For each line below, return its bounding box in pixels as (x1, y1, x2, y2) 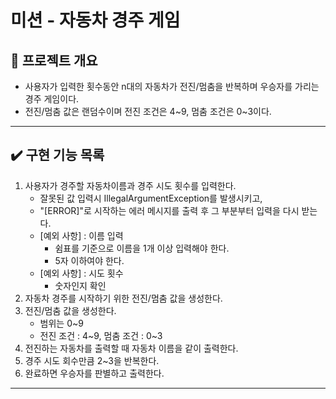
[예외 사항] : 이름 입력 (39, 229, 124, 241)
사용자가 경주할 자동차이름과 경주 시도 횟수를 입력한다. (24, 179, 237, 191)
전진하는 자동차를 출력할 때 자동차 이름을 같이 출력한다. (24, 342, 239, 354)
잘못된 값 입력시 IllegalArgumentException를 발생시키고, (39, 192, 263, 204)
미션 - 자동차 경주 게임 (10, 9, 181, 32)
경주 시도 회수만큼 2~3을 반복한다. (24, 354, 160, 366)
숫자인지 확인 (54, 279, 107, 291)
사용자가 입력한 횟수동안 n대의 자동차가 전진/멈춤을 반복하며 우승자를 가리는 (24, 81, 320, 92)
